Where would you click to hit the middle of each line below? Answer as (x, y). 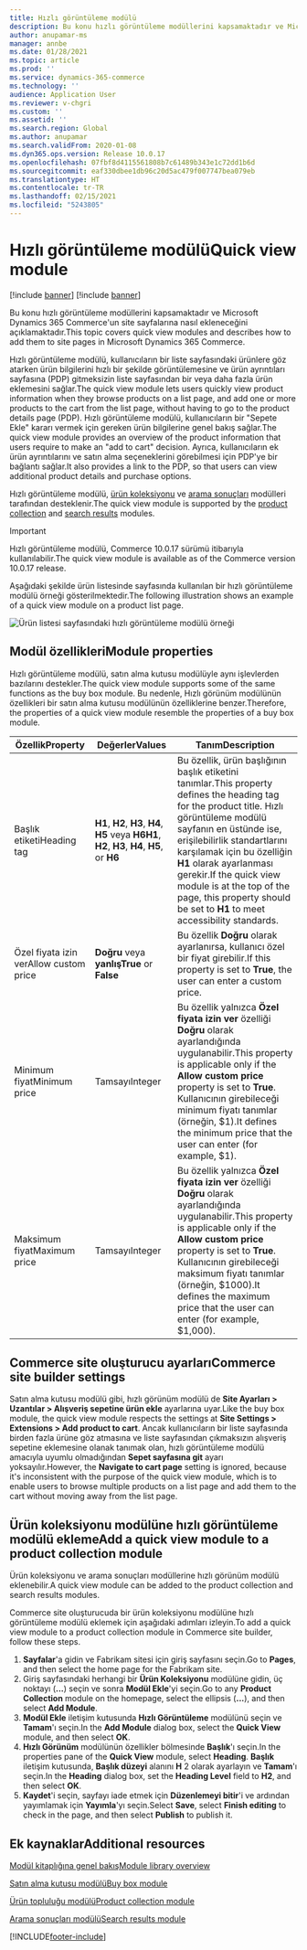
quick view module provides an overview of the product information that (145, 437)
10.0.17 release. (38, 568)
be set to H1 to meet (221, 909)
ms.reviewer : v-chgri (51, 103)
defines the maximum (223, 1296)
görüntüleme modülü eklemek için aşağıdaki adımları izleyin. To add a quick (150, 1623)
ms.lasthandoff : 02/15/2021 (63, 197)
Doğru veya (120, 952)
